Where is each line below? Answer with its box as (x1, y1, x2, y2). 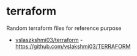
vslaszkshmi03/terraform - (15, 36, 83, 43)
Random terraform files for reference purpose (6, 24, 122, 32)
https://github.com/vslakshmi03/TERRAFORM (15, 43, 131, 50)
